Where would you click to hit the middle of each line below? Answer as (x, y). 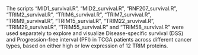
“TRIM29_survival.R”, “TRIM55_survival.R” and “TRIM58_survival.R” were (95, 27)
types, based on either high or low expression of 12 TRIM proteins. (87, 46)
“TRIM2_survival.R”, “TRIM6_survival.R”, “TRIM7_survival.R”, (79, 15)
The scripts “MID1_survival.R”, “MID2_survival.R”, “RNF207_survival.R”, (92, 8)
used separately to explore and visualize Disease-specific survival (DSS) (95, 33)
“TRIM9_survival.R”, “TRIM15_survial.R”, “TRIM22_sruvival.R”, (80, 21)
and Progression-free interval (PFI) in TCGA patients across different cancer (99, 39)
